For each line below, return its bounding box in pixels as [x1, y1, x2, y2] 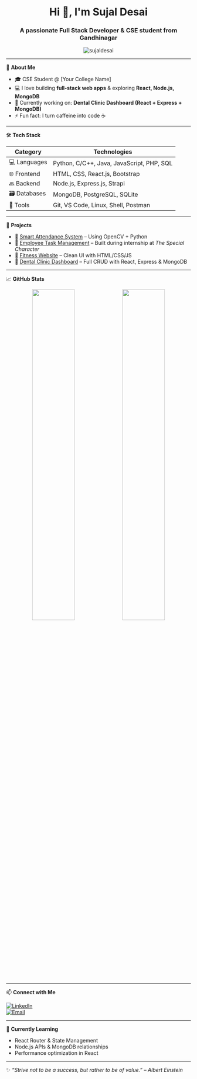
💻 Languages [9, 158, 48, 167]
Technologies [93, 148, 133, 156]
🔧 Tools [9, 201, 30, 210]
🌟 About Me [6, 64, 36, 71]
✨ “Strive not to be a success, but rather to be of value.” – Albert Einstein [6, 1067, 184, 1074]
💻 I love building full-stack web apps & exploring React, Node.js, [14, 85, 175, 92]
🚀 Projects [6, 222, 32, 229]
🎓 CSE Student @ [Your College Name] [14, 76, 111, 83]
